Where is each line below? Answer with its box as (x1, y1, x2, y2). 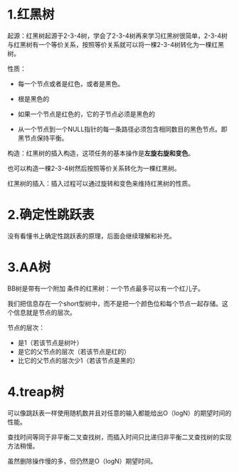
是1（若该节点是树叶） (17, 338, 83, 347)
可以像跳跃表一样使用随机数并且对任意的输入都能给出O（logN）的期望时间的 (7, 409, 232, 417)
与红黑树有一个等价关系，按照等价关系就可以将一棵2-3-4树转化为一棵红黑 (7, 40, 224, 48)
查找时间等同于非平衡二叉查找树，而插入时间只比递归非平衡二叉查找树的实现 (7, 432, 232, 441)
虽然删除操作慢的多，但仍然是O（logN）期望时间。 (7, 456, 157, 465)
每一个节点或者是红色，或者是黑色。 (17, 79, 124, 88)
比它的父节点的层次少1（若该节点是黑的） (17, 356, 139, 365)
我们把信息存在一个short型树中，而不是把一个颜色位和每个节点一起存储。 (7, 299, 223, 308)
